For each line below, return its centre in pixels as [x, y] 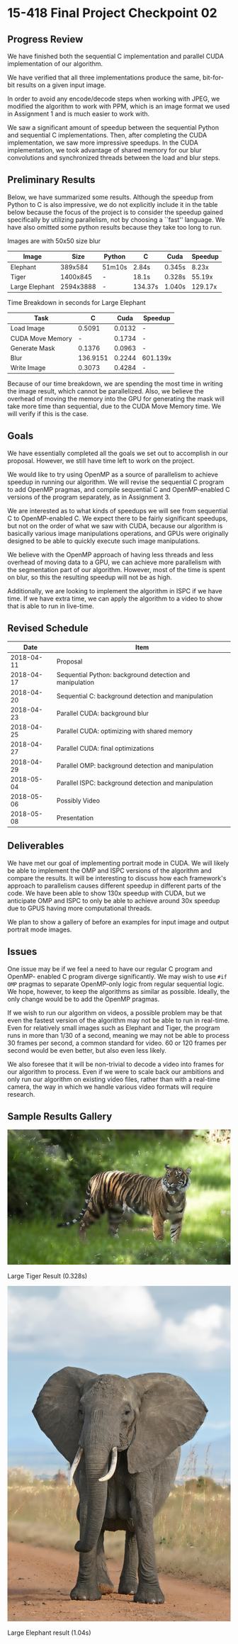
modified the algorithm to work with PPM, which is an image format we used [119, 106]
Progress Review [45, 39]
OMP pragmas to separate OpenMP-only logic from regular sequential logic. [116, 984]
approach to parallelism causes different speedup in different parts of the [114, 885]
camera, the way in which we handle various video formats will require [110, 1087]
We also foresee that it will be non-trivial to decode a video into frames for [116, 1064]
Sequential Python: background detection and [123, 675]
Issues [22, 952]
